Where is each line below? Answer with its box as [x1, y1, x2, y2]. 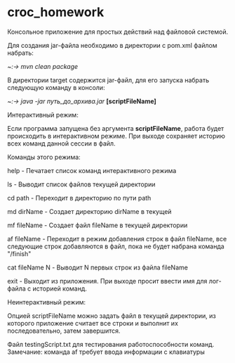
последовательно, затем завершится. [7, 326, 121, 335]
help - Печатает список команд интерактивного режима [7, 166, 177, 174]
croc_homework [7, 4, 105, 20]
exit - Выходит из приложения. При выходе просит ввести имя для [7, 276, 208, 285]
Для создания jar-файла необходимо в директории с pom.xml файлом [7, 41, 217, 49]
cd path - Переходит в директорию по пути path [7, 193, 152, 202]
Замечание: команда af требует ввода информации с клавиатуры [7, 348, 205, 356]
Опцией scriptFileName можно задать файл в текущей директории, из [7, 311, 216, 320]
